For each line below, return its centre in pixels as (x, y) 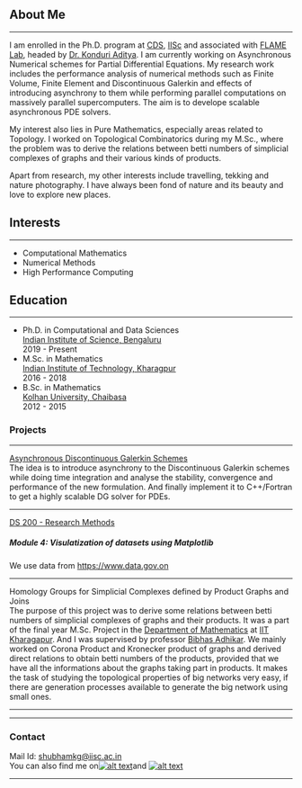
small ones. (31, 696)
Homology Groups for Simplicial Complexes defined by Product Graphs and (149, 591)
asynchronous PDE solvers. (60, 112)
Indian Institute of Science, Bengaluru (92, 340)
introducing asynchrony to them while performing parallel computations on (148, 93)
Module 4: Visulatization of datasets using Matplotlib (111, 542)
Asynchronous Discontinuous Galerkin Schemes (99, 458)
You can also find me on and (78, 766)
